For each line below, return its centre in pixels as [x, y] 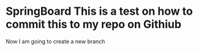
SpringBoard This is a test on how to [99, 11]
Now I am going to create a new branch [55, 41]
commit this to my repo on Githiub [94, 24]
